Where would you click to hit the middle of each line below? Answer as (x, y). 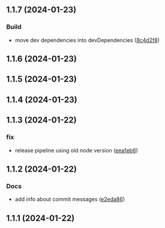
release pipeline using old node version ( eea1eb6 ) (76, 150)
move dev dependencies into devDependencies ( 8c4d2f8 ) (87, 40)
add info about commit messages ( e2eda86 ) (70, 199)
